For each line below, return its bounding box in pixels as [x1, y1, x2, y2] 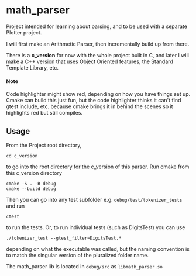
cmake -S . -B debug [6, 181, 57, 187]
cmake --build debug [6, 185, 57, 192]
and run [6, 202, 25, 209]
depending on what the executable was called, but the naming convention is [6, 245, 190, 252]
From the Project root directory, [6, 142, 82, 149]
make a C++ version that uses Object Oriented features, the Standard [6, 58, 174, 65]
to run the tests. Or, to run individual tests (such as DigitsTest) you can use [6, 223, 185, 231]
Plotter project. [6, 29, 42, 36]
